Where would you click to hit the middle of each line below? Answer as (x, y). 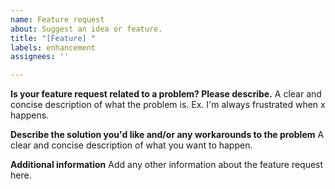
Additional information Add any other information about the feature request (167, 165)
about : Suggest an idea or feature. (86, 29)
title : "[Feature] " (53, 38)
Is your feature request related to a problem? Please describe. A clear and (166, 94)
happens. (30, 115)
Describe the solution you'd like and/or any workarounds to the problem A (167, 135)
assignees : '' (40, 57)
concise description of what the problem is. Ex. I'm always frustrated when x (168, 105)
